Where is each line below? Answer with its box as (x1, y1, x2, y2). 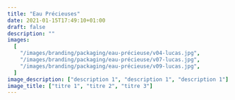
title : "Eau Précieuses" (7, 10, 80, 18)
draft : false (7, 23, 46, 30)
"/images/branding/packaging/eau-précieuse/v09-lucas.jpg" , (20, 63, 200, 70)
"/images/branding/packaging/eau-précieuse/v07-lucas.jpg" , (20, 56, 200, 63)
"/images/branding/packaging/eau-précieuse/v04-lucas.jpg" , (20, 50, 200, 57)
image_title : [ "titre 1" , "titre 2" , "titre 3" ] (7, 82, 153, 89)
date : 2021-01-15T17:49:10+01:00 (7, 17, 106, 24)
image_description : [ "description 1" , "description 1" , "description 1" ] (7, 75, 229, 83)
